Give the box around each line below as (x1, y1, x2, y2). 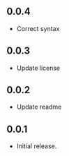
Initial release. (16, 142, 57, 150)
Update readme (16, 102, 62, 112)
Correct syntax (16, 24, 60, 32)
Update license (16, 64, 61, 72)
